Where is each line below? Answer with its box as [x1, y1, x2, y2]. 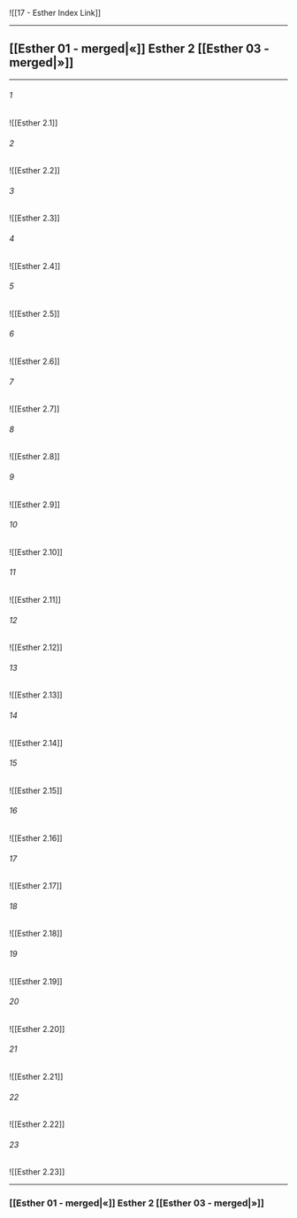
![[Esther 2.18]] [9, 929, 64, 939]
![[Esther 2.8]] [9, 451, 60, 462]
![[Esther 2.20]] [9, 1023, 65, 1034]
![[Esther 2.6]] [9, 356, 60, 366]
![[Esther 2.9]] [9, 499, 60, 510]
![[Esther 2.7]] [9, 404, 60, 414]
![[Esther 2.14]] [9, 737, 64, 748]
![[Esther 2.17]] [9, 881, 63, 891]
